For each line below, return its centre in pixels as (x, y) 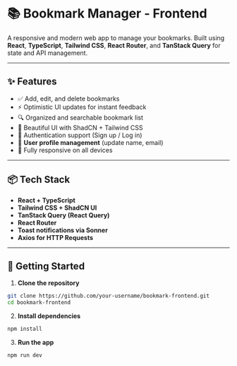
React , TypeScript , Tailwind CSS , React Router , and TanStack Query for (114, 45)
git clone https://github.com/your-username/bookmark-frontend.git (109, 296)
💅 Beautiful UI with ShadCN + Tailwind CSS (80, 127)
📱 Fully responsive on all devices (65, 150)
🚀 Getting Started (46, 266)
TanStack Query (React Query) (63, 215)
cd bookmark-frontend (39, 303)
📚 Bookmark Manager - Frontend (107, 14)
